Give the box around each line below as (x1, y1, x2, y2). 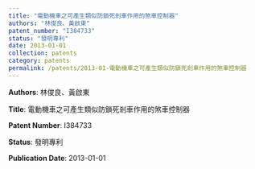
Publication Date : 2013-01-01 (8, 153, 106, 163)
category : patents (8, 57, 70, 65)
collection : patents (8, 49, 78, 57)
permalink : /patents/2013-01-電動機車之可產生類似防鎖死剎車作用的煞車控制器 (8, 64, 247, 72)
